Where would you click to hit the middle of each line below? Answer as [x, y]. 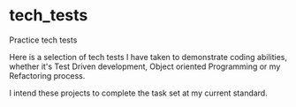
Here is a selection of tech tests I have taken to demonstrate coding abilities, [148, 57]
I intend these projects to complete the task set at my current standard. [138, 93]
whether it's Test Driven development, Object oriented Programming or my [145, 66]
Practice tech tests [43, 40]
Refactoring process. [47, 75]
